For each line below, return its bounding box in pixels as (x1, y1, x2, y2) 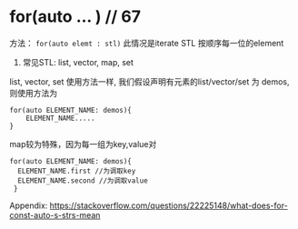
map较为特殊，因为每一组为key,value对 (9, 138, 157, 149)
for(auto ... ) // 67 (9, 6, 141, 27)
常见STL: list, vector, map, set (22, 56, 134, 67)
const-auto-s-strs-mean (9, 209, 101, 220)
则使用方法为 (9, 87, 57, 98)
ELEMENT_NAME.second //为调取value (17, 175, 148, 185)
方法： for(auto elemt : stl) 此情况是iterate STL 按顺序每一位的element (9, 37, 284, 48)
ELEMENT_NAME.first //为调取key (17, 166, 136, 175)
